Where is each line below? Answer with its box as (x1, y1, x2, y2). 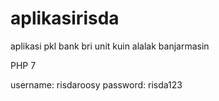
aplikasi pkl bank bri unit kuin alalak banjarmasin (10, 40, 210, 52)
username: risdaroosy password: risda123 (10, 78, 183, 91)
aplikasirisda (10, 7, 120, 30)
